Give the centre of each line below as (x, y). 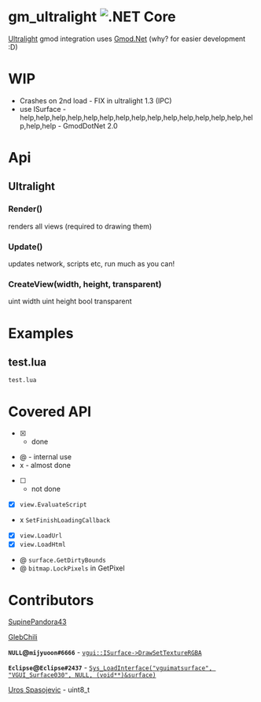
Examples (41, 333)
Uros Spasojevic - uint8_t (49, 690)
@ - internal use (46, 457)
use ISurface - (43, 109)
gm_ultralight (53, 17)
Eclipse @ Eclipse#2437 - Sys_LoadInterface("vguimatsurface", (110, 668)
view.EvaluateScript (53, 505)
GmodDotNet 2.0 (90, 125)
